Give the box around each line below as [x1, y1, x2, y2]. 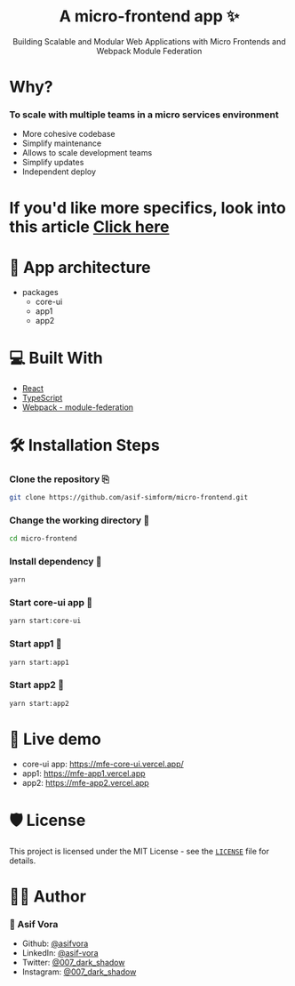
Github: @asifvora [21, 938, 89, 949]
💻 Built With [9, 348, 104, 368]
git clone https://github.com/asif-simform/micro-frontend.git [9, 493, 249, 501]
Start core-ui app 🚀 [9, 597, 93, 609]
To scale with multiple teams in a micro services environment [9, 108, 279, 121]
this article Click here [9, 216, 170, 236]
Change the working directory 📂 [9, 514, 150, 526]
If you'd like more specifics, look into [9, 197, 286, 218]
